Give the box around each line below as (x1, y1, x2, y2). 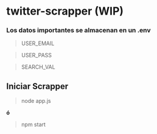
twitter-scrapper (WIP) (6, 4, 124, 18)
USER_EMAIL (21, 40, 55, 47)
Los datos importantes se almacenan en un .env (6, 26, 151, 35)
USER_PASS (21, 52, 52, 59)
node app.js (21, 97, 51, 105)
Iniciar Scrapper (6, 81, 69, 91)
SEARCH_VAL (21, 63, 56, 71)
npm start (21, 121, 46, 129)
